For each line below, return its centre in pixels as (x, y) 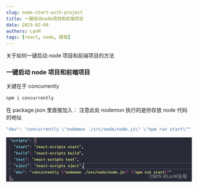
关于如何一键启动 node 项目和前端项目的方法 (60, 55)
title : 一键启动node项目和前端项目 (45, 19)
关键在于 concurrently (33, 86)
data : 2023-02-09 (27, 25)
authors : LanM (24, 31)
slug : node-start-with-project (44, 12)
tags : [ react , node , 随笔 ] (38, 37)
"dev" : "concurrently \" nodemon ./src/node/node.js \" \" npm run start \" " (99, 130)
